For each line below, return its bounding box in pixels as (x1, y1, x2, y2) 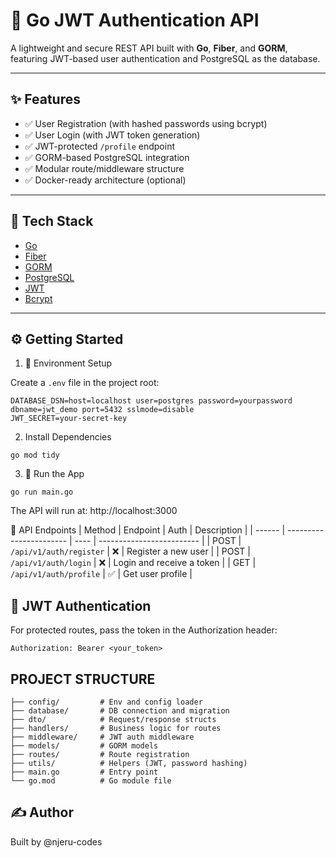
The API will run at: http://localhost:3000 (10, 505, 178, 517)
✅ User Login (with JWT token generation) (24, 129, 201, 141)
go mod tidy (10, 450, 60, 461)
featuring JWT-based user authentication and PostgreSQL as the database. (10, 52, 321, 64)
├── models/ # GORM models (10, 741, 159, 751)
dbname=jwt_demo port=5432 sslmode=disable (10, 405, 195, 415)
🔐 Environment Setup (24, 357, 113, 369)
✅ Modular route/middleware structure (24, 162, 185, 174)
